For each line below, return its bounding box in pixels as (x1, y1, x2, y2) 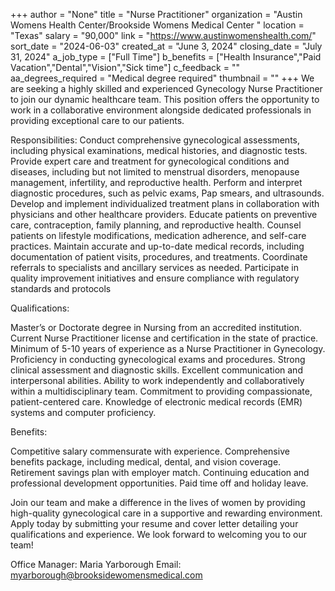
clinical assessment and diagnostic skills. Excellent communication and (10, 364, 303, 376)
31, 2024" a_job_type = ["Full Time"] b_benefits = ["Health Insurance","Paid (10, 51, 322, 63)
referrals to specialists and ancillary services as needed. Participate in (10, 262, 299, 273)
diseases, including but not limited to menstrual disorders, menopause (10, 166, 300, 178)
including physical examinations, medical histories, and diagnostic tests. (10, 145, 308, 156)
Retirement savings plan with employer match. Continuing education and (10, 467, 310, 478)
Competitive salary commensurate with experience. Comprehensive (10, 445, 290, 457)
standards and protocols (10, 283, 112, 294)
